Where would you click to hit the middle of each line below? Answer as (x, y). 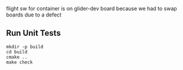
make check (19, 62)
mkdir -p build (25, 46)
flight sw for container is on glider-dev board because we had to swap (91, 9)
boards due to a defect (34, 15)
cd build (17, 52)
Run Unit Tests (33, 33)
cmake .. (17, 57)
